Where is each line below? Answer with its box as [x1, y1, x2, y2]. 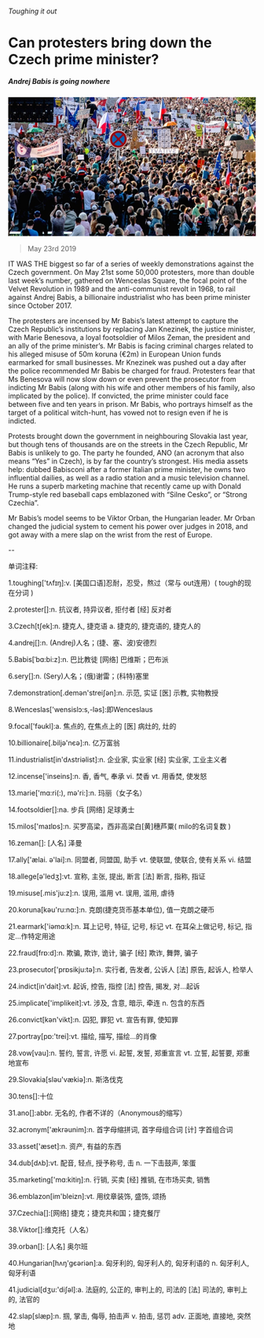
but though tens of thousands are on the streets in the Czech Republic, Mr [8, 440, 248, 449]
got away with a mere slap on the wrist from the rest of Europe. [8, 530, 213, 539]
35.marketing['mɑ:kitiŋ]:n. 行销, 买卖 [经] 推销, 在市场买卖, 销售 [8, 1175, 211, 1185]
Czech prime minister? [8, 50, 159, 68]
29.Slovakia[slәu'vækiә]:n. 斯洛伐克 [8, 1075, 123, 1084]
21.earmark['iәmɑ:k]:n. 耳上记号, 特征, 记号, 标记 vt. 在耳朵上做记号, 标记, [8, 922, 244, 931]
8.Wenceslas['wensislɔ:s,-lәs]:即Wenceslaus [8, 705, 153, 715]
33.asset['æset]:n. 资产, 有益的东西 [8, 1142, 122, 1151]
